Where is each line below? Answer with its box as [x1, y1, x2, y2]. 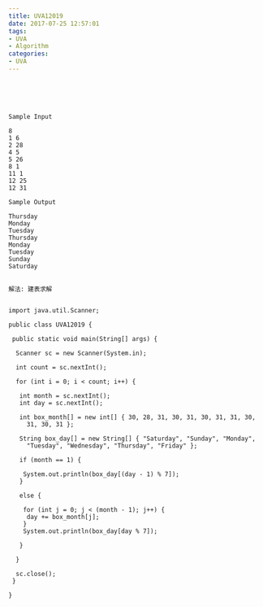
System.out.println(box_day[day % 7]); [23, 526, 158, 535]
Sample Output [8, 198, 57, 206]
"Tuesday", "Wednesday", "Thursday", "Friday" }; [26, 441, 198, 450]
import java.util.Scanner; [8, 306, 100, 314]
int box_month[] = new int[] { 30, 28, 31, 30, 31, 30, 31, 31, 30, [19, 413, 256, 421]
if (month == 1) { [19, 456, 82, 464]
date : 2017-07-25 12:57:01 [8, 20, 100, 28]
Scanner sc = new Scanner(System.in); [15, 349, 148, 357]
